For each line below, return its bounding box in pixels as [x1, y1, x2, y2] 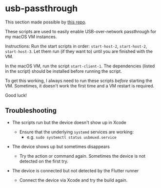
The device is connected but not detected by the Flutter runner [12, 167, 139, 173]
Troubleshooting [5, 106, 57, 115]
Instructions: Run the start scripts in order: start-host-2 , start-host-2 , [5, 43, 147, 49]
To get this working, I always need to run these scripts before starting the [5, 78, 153, 84]
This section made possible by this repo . [5, 19, 87, 25]
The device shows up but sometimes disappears [12, 144, 110, 149]
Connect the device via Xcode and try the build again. [19, 177, 128, 183]
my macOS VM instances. [5, 34, 57, 40]
